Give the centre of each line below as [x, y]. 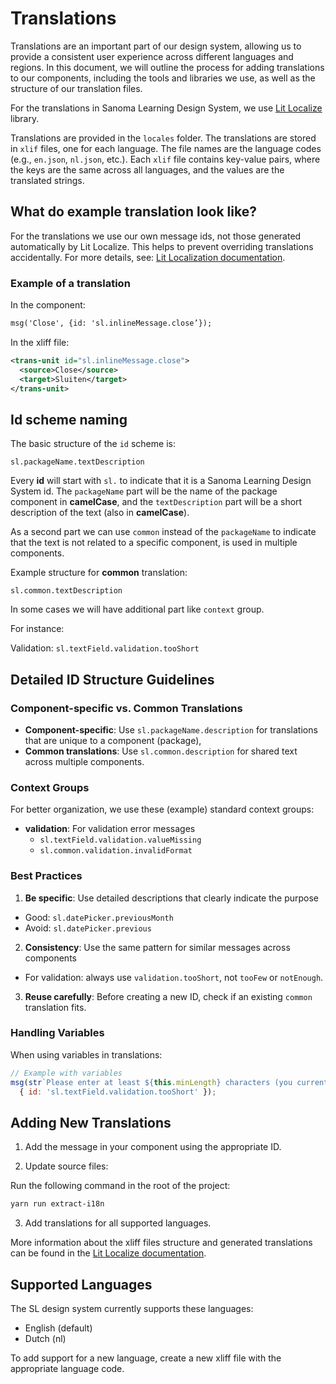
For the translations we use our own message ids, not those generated [156, 236]
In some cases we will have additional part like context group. [137, 609]
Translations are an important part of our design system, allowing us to [156, 46]
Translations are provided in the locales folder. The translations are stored [163, 138]
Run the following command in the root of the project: [120, 1186]
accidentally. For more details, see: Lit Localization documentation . [148, 257]
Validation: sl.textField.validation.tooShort [105, 648]
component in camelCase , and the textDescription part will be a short [156, 502]
